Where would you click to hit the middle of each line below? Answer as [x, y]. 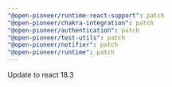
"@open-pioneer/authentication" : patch [74, 30]
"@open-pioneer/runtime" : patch [61, 52]
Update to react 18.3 [41, 75]
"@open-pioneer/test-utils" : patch [66, 38]
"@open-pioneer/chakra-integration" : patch [81, 23]
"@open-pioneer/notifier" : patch [63, 45]
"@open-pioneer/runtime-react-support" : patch [86, 15]
